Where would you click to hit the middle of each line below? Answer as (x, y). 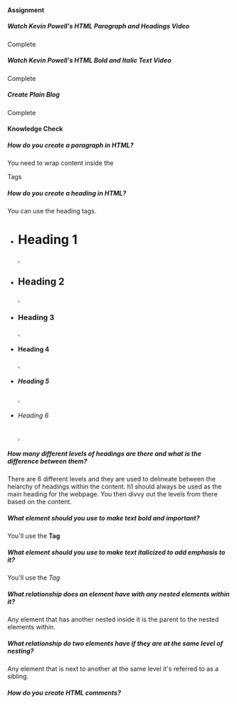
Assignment (26, 10)
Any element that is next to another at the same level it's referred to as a (113, 669)
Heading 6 (33, 415)
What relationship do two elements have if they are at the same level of (115, 643)
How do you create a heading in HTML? (67, 193)
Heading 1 (47, 240)
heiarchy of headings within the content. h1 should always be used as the (115, 486)
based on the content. (40, 502)
